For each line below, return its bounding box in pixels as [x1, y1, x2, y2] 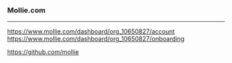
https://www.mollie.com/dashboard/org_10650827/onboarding [7, 35, 185, 43]
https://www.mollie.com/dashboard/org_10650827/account [7, 27, 175, 36]
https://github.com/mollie [7, 48, 79, 56]
